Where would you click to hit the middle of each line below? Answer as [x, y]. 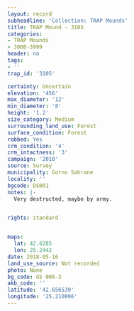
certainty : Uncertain [39, 86]
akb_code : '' [27, 283]
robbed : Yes [25, 139]
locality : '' [27, 179]
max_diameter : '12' [36, 100]
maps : [15, 237]
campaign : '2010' [33, 159]
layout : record [30, 14]
